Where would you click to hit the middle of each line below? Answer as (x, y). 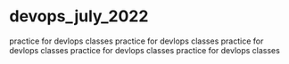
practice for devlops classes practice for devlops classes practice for (136, 41)
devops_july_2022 (79, 16)
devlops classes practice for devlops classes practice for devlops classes (145, 50)
